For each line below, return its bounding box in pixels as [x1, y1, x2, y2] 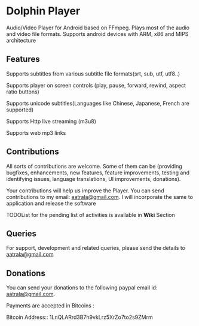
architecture [6, 37, 36, 44]
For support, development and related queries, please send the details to [6, 244, 185, 252]
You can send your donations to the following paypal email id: [6, 284, 158, 291]
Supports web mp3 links [6, 129, 66, 136]
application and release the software [6, 200, 96, 207]
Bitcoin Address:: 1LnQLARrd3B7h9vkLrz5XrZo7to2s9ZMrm [6, 313, 154, 321]
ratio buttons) [6, 88, 40, 95]
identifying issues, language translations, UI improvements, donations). [6, 175, 181, 182]
